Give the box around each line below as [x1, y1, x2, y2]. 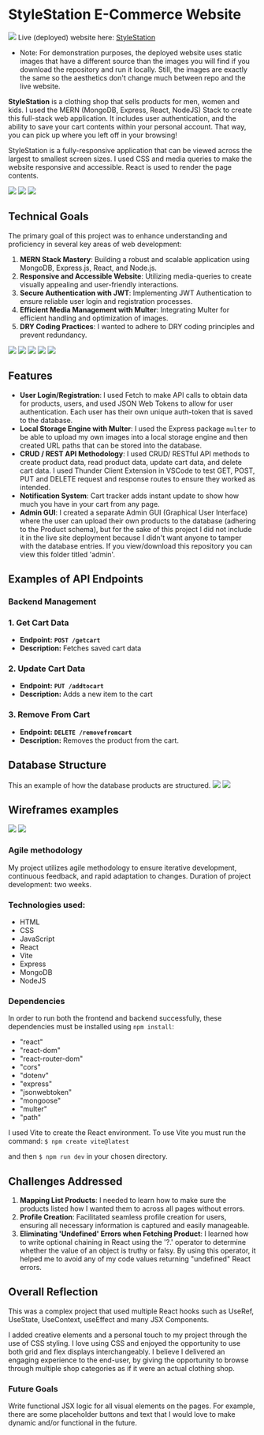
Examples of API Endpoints [8, 572, 144, 586]
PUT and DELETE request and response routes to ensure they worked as [19, 474, 256, 483]
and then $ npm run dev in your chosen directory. [8, 1152, 168, 1161]
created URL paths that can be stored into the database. [19, 440, 203, 450]
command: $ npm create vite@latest [8, 1137, 130, 1146]
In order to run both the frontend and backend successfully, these [8, 1013, 222, 1023]
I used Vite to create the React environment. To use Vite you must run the [8, 1128, 247, 1137]
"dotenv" [19, 1071, 50, 1081]
